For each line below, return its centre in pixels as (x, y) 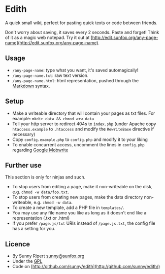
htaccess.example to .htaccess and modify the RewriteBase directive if (83, 129)
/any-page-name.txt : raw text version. (50, 75)
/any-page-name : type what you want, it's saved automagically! (75, 70)
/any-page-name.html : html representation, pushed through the (75, 80)
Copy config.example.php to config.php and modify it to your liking (80, 139)
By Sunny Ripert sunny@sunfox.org (48, 256)
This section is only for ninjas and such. (45, 177)
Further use (23, 165)
